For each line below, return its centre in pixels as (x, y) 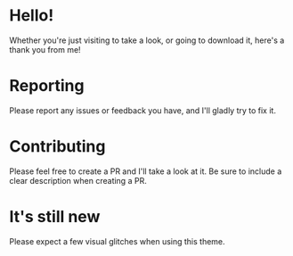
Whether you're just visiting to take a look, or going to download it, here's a (147, 40)
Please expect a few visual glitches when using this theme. (117, 241)
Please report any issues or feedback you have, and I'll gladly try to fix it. (142, 110)
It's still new (55, 217)
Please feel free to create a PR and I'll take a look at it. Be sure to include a (146, 171)
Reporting (47, 86)
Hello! (32, 16)
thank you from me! (45, 49)
